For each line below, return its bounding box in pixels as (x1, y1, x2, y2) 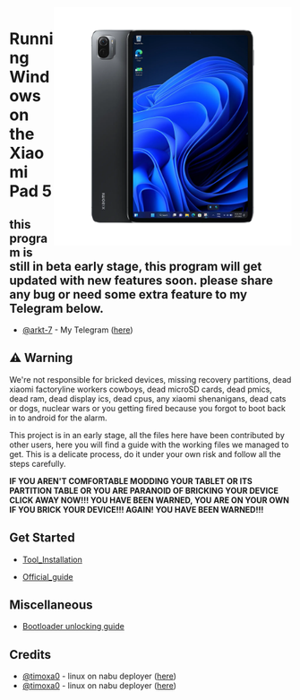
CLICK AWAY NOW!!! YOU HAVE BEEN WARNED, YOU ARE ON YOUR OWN (9, 495, 289, 506)
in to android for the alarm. (9, 412, 107, 423)
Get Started (9, 531, 75, 546)
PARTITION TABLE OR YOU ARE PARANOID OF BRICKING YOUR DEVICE (9, 485, 279, 496)
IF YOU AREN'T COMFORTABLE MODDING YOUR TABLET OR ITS (9, 475, 253, 486)
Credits (9, 647, 52, 662)
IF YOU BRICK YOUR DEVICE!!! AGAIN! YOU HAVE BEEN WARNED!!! (9, 504, 264, 514)
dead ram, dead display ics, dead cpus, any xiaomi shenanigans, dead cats (9, 393, 287, 404)
